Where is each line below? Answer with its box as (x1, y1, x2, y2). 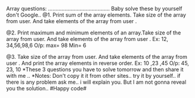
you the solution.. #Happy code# (6, 85, 87, 91)
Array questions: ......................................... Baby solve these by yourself (6, 5, 182, 12)
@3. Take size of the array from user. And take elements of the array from (6, 53, 188, 60)
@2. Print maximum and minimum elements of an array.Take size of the (6, 29, 181, 36)
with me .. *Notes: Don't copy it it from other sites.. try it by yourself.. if (6, 72, 181, 79)
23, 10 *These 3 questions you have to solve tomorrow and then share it (6, 66, 184, 73)
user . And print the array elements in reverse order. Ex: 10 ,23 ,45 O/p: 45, (6, 59, 190, 67)
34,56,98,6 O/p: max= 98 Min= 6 (6, 42, 86, 49)
